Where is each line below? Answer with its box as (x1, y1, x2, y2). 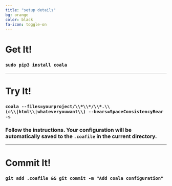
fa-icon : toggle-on (5, 22, 47, 27)
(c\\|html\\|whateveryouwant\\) (5, 109, 86, 114)
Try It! (5, 85, 32, 97)
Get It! (5, 44, 32, 55)
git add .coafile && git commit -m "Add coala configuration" (5, 175, 164, 181)
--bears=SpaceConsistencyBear (88, 109, 164, 114)
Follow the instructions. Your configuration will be (5, 126, 132, 133)
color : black (5, 17, 33, 22)
